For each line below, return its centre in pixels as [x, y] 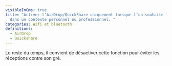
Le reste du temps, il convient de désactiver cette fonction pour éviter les [82, 53]
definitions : [19, 29]
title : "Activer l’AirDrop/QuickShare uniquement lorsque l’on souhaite [84, 15]
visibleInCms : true [26, 10]
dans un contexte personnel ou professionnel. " [63, 19]
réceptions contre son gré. [33, 58]
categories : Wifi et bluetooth [39, 24]
